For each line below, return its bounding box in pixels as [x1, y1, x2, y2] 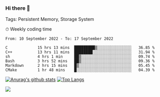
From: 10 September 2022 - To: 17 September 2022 [5, 36, 114, 41]
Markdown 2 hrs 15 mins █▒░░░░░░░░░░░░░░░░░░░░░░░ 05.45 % [5, 63, 155, 68]
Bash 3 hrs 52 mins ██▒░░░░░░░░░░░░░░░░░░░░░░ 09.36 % [5, 59, 155, 64]
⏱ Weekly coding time [5, 26, 52, 32]
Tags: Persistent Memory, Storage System [5, 16, 94, 22]
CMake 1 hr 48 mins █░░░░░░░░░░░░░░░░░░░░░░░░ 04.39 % [5, 67, 155, 73]
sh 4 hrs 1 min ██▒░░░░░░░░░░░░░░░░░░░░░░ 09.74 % [5, 54, 155, 59]
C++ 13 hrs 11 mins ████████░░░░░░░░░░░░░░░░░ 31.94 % [5, 50, 155, 55]
